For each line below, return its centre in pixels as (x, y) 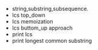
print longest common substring (52, 41)
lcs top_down (28, 15)
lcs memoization (32, 21)
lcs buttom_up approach (42, 28)
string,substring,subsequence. (50, 9)
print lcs (22, 34)
